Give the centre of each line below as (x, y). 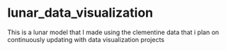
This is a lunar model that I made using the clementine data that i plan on (113, 32)
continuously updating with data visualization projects (86, 39)
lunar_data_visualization (80, 13)
